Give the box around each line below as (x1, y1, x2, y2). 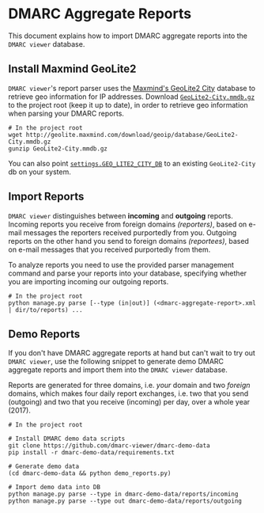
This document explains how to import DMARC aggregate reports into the (8, 31, 247, 40)
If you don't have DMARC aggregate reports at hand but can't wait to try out (8, 348, 255, 358)
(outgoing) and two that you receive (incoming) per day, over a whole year (8, 397, 251, 407)
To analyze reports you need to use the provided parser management (8, 260, 235, 269)
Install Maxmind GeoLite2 (8, 63, 137, 76)
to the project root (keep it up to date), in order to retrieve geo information (8, 100, 248, 109)
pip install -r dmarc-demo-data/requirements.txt (8, 449, 175, 457)
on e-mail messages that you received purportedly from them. (8, 245, 211, 254)
